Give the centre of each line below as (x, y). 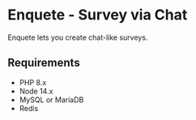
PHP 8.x (33, 82)
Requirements (44, 63)
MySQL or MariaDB (51, 100)
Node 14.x (36, 91)
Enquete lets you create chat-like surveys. (78, 37)
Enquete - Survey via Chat (98, 15)
